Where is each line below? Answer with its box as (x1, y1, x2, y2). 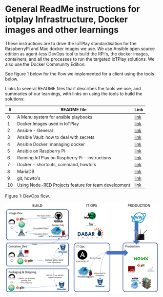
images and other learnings (5, 25, 119, 35)
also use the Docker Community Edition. (5, 61, 86, 67)
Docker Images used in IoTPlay (17, 121, 79, 126)
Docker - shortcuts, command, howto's (17, 162, 96, 168)
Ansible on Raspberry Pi (17, 148, 65, 154)
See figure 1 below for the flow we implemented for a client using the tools (5, 71, 155, 76)
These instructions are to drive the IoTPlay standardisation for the (5, 40, 137, 46)
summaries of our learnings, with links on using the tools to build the (5, 91, 143, 97)
